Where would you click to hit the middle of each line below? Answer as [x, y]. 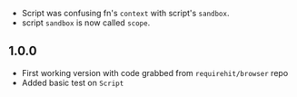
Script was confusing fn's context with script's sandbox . [125, 13]
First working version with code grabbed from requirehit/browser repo [155, 73]
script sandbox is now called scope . [86, 23]
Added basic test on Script [73, 82]
